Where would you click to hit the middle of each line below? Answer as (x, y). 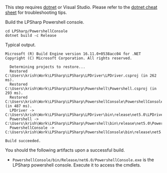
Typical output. (21, 45)
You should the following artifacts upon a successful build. (65, 150)
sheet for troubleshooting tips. (36, 12)
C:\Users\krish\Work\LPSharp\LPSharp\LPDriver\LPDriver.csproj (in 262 (81, 76)
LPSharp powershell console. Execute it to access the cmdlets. (77, 165)
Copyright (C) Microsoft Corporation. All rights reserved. (69, 58)
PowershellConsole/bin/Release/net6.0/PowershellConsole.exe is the (83, 160)
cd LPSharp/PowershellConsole (37, 31)
